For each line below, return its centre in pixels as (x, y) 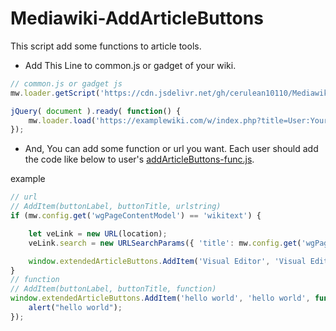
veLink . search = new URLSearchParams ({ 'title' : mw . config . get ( (165, 243)
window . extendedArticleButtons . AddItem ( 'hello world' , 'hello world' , (160, 298)
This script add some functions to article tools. (106, 46)
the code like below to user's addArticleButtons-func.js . (139, 159)
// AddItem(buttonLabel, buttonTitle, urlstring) (116, 207)
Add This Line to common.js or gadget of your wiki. (130, 65)
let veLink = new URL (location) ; (98, 233)
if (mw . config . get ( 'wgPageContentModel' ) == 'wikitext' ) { (136, 216)
